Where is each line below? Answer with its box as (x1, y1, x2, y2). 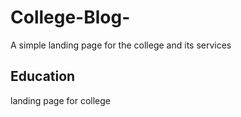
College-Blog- (10, 6, 131, 29)
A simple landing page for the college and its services (10, 39, 232, 51)
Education (10, 68, 76, 85)
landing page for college (10, 94, 111, 106)
